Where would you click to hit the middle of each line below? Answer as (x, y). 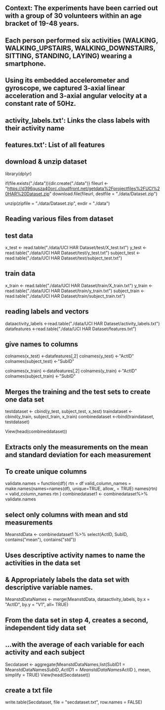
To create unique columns (46, 471)
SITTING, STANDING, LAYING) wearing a (69, 56)
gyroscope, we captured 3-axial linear (65, 88)
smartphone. (25, 64)
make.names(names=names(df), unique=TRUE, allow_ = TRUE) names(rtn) (81, 488)
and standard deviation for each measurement (78, 455)
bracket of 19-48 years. (42, 23)
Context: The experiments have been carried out (82, 8)
